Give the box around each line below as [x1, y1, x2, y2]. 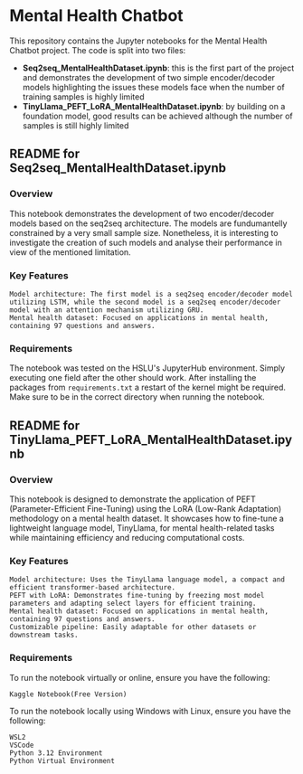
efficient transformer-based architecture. [9, 583, 176, 592]
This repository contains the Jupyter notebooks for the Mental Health [9, 35, 268, 46]
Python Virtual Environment [9, 756, 116, 765]
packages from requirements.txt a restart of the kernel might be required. [9, 382, 287, 393]
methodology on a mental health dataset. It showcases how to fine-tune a [9, 513, 285, 524]
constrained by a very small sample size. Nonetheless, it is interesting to [9, 227, 279, 238]
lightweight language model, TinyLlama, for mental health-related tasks [9, 522, 275, 533]
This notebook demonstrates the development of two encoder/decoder [9, 208, 275, 219]
